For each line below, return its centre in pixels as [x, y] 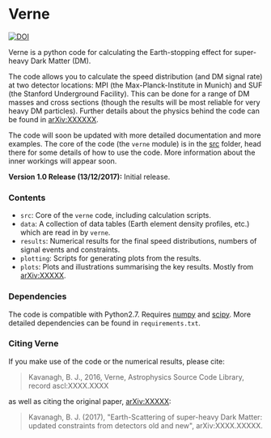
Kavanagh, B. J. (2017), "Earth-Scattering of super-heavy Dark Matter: [145, 417]
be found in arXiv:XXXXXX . [53, 119]
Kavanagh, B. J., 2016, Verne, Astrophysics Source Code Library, [136, 376]
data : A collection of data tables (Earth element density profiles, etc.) [135, 224]
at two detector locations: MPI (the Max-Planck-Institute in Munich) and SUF [135, 85]
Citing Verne [34, 343]
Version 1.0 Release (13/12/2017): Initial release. [89, 176]
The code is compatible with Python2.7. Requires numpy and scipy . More [130, 314]
